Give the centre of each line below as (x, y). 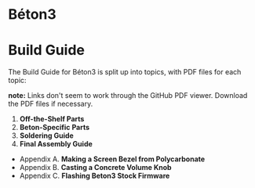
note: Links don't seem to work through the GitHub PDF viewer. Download (128, 96)
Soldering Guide (47, 136)
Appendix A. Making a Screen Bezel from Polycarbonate (112, 159)
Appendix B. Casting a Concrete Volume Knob (95, 168)
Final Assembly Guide (56, 144)
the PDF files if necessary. (51, 104)
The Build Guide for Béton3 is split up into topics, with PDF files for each (125, 72)
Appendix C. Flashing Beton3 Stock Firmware (95, 176)
